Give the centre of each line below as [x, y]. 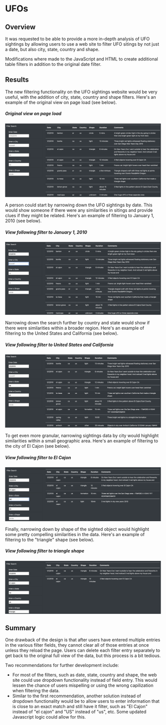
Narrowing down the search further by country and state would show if [77, 323]
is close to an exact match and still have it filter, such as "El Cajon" [80, 707]
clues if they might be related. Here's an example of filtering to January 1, [80, 216]
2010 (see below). [23, 221]
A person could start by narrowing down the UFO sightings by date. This [79, 205]
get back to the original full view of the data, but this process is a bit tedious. [83, 656]
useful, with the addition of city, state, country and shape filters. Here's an [81, 97]
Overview [21, 27]
